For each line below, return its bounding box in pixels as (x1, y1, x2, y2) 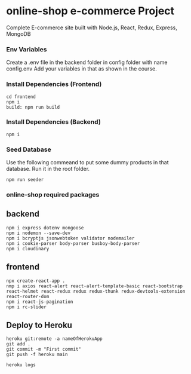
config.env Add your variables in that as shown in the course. (6, 65, 157, 72)
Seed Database (6, 145, 52, 154)
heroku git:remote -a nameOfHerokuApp (6, 336, 103, 342)
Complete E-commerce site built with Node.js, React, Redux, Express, (6, 24, 177, 31)
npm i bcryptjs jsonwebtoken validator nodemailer (6, 235, 135, 241)
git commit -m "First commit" (6, 347, 82, 352)
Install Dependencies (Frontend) (6, 80, 102, 88)
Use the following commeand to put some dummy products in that (6, 159, 169, 166)
